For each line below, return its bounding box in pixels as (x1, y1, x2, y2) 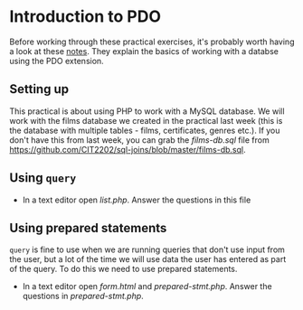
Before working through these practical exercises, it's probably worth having (9, 36, 295, 47)
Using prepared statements (9, 220, 167, 236)
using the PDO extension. (9, 55, 104, 66)
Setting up (9, 81, 70, 97)
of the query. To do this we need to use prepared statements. (9, 264, 238, 275)
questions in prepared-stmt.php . (22, 291, 145, 302)
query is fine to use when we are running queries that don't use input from (9, 244, 285, 255)
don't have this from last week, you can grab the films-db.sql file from (9, 134, 270, 146)
